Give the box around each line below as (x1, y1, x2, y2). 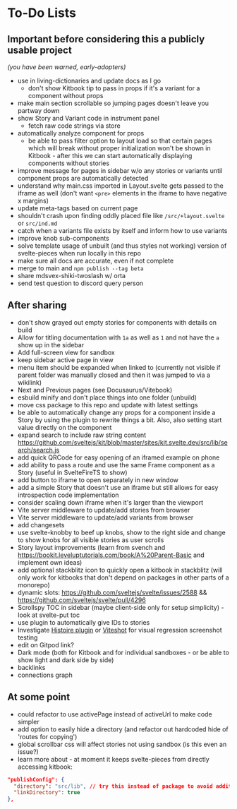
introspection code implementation (17, 491, 119, 499)
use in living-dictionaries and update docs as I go (17, 76, 161, 85)
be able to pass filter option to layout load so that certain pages (28, 136, 213, 145)
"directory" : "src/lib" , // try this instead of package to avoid (13, 782, 213, 790)
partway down (17, 107, 60, 114)
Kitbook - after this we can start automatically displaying (28, 152, 193, 160)
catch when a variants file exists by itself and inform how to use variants (17, 227, 228, 234)
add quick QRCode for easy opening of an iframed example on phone (17, 453, 220, 462)
